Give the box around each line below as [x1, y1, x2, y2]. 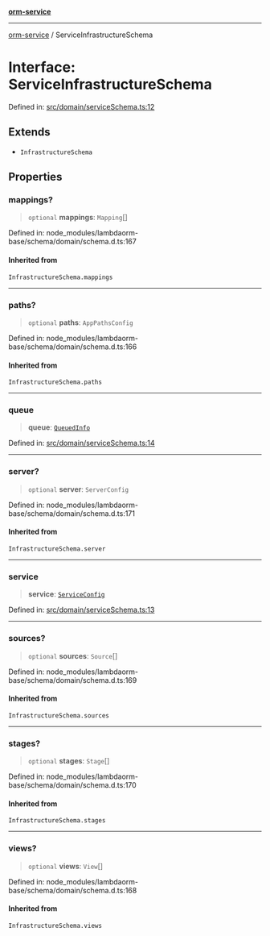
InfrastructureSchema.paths [8, 378, 103, 386]
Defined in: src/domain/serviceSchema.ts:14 [8, 439, 155, 448]
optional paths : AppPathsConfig [27, 318, 134, 327]
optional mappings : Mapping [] [27, 213, 129, 223]
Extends [8, 125, 51, 139]
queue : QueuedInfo [27, 422, 91, 432]
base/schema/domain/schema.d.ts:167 [8, 237, 137, 247]
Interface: [8, 58, 76, 77]
